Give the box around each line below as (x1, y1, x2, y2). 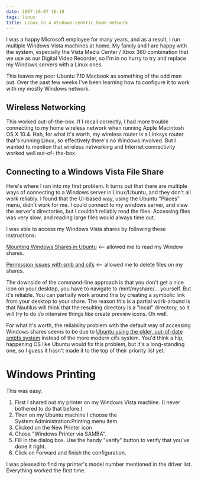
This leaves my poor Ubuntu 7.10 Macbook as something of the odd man (6, 72, 182, 80)
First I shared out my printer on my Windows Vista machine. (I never (14, 398, 180, 406)
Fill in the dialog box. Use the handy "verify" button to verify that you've (14, 436, 190, 443)
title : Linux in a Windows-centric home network (6, 20, 128, 25)
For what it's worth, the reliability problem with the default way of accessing (6, 322, 191, 329)
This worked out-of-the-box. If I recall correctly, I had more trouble (6, 118, 169, 125)
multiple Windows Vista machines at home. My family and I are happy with (6, 42, 187, 49)
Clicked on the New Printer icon (14, 424, 93, 431)
